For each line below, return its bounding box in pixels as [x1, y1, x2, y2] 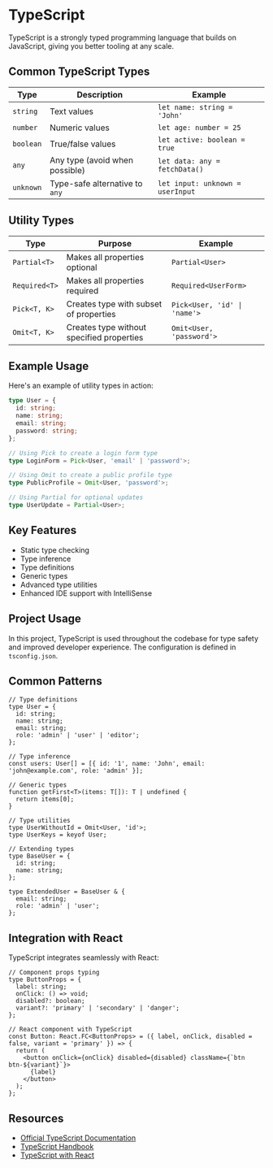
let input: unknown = [157, 179, 241, 188]
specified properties [66, 332, 144, 343]
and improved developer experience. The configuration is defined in [8, 642, 236, 652]
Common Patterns [8, 674, 103, 688]
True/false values [50, 138, 116, 150]
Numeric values [50, 122, 110, 133]
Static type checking [19, 545, 89, 554]
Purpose [97, 237, 132, 249]
